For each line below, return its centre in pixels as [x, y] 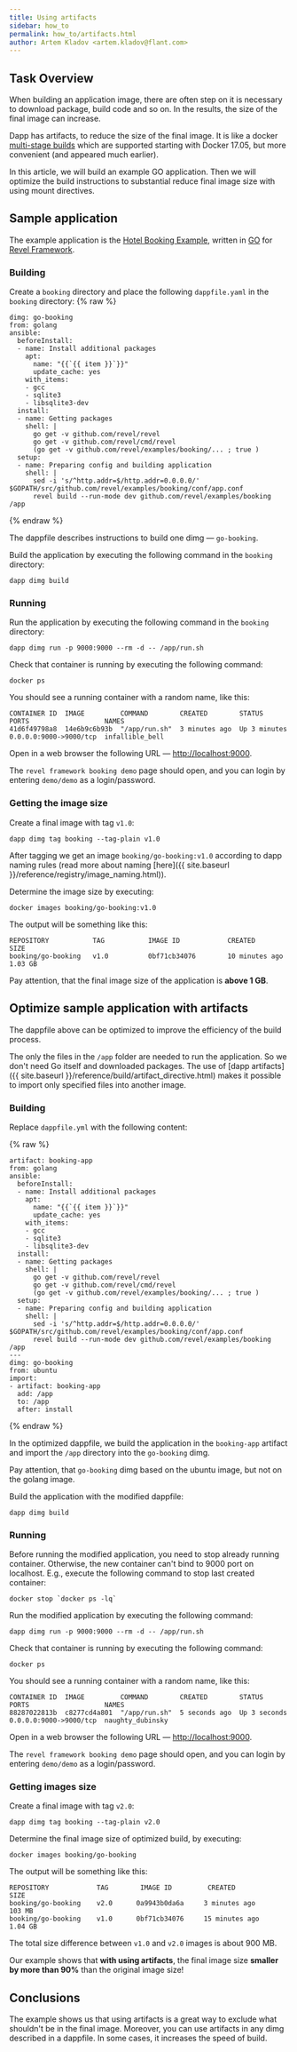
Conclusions [45, 1997]
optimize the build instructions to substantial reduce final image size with [142, 181]
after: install [45, 1409]
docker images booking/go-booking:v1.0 [83, 907]
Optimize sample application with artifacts [129, 1008]
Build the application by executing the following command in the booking [141, 555]
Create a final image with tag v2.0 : [72, 1806]
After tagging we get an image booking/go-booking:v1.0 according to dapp [145, 855]
